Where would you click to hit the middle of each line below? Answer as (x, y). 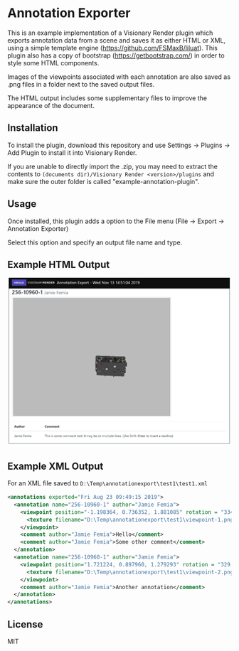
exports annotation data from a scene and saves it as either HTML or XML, (117, 40)
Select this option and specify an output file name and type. (95, 242)
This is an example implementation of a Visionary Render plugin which (110, 33)
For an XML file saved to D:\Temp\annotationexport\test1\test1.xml (107, 483)
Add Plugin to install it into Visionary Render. (72, 152)
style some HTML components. (53, 63)
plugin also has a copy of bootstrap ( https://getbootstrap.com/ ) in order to (116, 55)
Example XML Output (55, 466)
